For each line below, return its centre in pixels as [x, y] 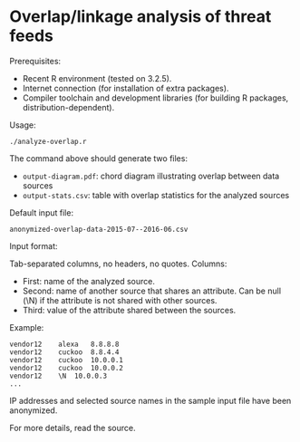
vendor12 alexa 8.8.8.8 [64, 344]
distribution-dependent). [68, 107]
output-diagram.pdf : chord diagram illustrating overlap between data [151, 176]
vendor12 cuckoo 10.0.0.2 [67, 368]
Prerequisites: [35, 61]
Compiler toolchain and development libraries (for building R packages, [155, 98]
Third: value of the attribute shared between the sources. [129, 310]
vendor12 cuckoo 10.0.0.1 [67, 360]
